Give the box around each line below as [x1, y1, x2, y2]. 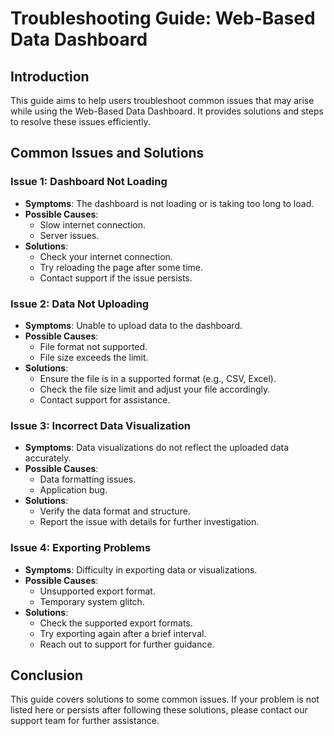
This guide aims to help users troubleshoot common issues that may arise [10, 95, 315, 106]
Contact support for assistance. [39, 393, 171, 406]
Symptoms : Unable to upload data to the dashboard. [24, 319, 243, 331]
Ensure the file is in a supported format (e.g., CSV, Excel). [39, 372, 277, 384]
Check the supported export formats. [39, 617, 193, 629]
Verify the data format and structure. [39, 505, 191, 517]
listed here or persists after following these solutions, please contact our [10, 704, 308, 716]
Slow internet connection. [39, 218, 146, 231]
